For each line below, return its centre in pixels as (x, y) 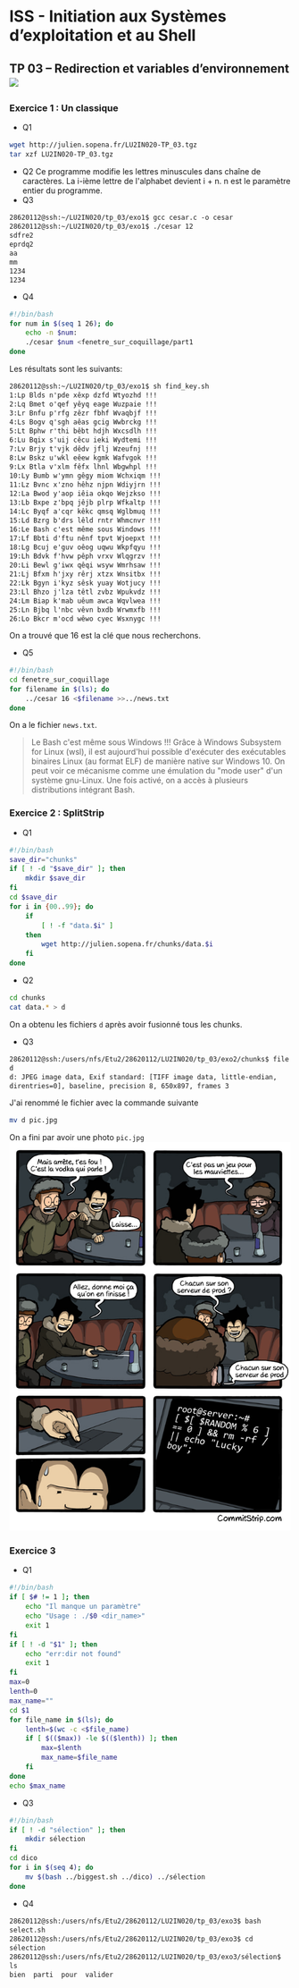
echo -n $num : (51, 333)
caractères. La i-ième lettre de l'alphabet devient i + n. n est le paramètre (156, 181)
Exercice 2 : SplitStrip (57, 813)
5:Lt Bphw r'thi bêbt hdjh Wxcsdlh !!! (83, 431)
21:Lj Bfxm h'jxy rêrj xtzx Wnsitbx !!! (86, 574)
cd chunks (28, 998)
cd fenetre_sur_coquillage (59, 680)
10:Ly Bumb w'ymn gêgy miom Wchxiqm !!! (86, 476)
